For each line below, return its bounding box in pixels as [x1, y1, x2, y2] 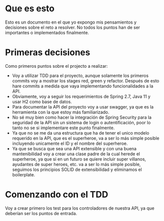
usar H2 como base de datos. [12, 99, 72, 105]
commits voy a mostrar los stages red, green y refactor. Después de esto [12, 78, 160, 83]
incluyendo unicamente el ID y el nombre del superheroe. [12, 140, 128, 146]
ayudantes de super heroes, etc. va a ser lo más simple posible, [12, 161, 141, 167]
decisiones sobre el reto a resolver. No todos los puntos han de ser [5, 24, 141, 30]
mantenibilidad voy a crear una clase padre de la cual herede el [12, 151, 141, 157]
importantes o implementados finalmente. [5, 29, 89, 35]
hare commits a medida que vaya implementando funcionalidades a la [12, 83, 153, 89]
